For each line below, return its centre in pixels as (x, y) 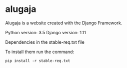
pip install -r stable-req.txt (38, 61)
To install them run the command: (40, 52)
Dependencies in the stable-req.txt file (45, 42)
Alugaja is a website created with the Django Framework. (64, 23)
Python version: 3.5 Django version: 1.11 (46, 32)
